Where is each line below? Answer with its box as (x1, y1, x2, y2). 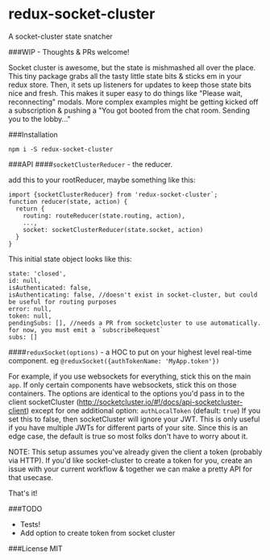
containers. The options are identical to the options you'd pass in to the (8, 388, 245, 398)
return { (15, 205, 45, 213)
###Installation (8, 130, 58, 139)
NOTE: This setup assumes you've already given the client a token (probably (8, 446, 263, 456)
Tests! (19, 519, 41, 529)
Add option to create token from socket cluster (19, 528, 176, 537)
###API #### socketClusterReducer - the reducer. (8, 159, 173, 169)
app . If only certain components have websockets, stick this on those (8, 380, 237, 389)
